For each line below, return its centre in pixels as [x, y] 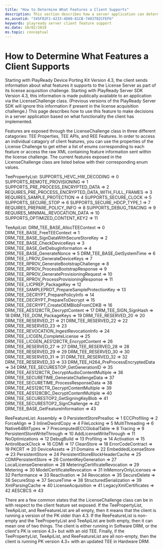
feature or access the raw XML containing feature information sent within [78, 151]
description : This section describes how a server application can [75, 14]
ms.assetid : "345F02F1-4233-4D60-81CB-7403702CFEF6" [59, 19]
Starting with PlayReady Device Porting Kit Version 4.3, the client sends [76, 80]
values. [12, 167]
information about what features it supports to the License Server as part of [81, 85]
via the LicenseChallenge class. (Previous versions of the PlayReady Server [81, 101]
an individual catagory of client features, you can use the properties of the [79, 141]
